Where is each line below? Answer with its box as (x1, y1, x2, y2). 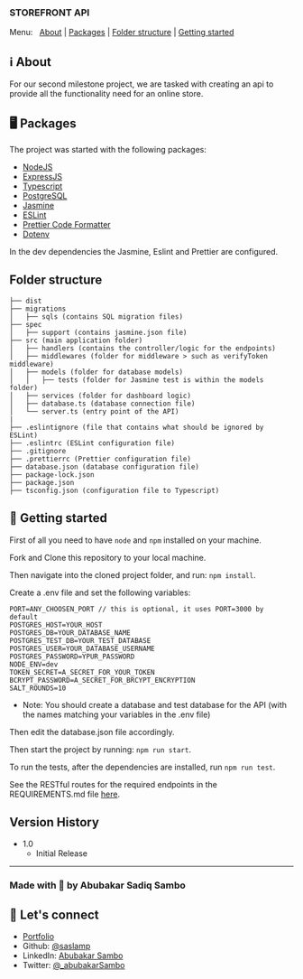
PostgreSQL (22, 190, 68, 200)
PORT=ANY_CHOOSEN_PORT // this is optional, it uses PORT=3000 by (9, 604, 264, 613)
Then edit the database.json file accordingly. (9, 726, 175, 737)
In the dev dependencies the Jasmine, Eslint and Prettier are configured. (9, 246, 279, 256)
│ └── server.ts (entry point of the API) (9, 406, 179, 416)
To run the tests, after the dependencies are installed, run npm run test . (9, 761, 276, 772)
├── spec (9, 320, 42, 329)
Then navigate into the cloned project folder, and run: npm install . (9, 569, 256, 580)
